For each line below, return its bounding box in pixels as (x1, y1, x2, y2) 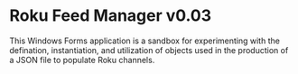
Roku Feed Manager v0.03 (9, 5, 212, 26)
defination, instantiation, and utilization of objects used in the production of (9, 44, 289, 55)
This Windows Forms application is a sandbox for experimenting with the (9, 35, 280, 46)
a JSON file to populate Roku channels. (9, 54, 155, 65)
